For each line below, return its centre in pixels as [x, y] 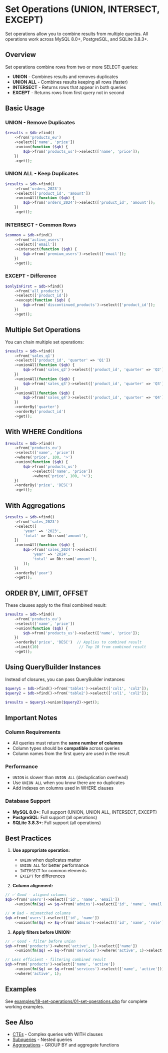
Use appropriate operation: [41, 850]
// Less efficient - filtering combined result [56, 960]
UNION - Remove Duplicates [40, 123]
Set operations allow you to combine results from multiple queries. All [77, 34]
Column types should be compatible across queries [66, 748]
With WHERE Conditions [44, 432]
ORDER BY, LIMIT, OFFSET [47, 593]
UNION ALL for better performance [54, 865]
